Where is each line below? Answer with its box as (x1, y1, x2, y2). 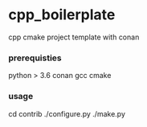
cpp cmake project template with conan (8, 32, 140, 42)
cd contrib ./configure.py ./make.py (8, 109, 126, 118)
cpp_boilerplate (8, 6, 116, 24)
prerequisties (8, 52, 62, 63)
